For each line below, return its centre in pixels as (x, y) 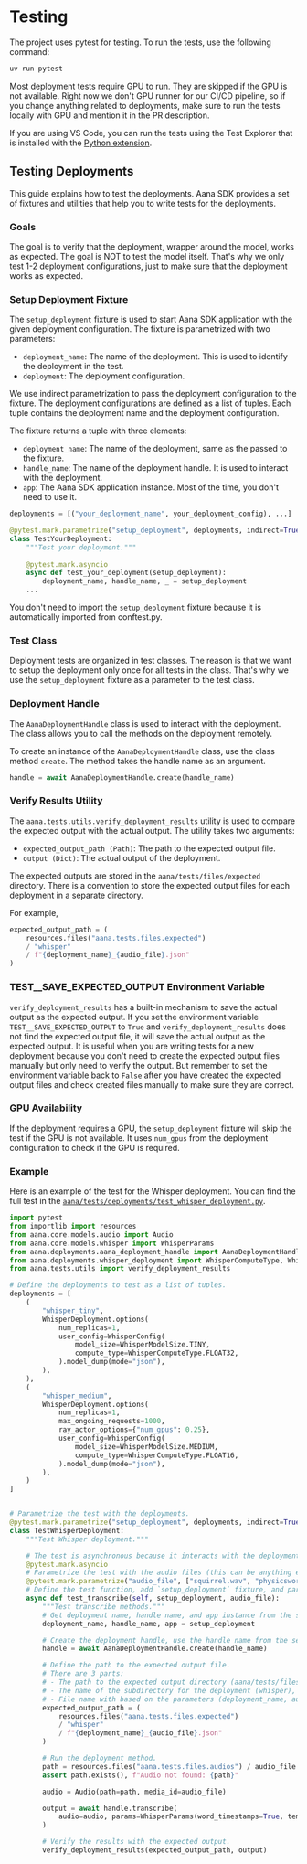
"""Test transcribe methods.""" (104, 1606)
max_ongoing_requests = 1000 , (112, 1422)
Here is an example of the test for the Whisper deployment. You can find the (153, 1191)
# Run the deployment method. (100, 1758)
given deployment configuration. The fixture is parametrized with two (140, 329)
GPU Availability (46, 1108)
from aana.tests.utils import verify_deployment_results (120, 1269)
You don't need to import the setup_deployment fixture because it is (136, 607)
